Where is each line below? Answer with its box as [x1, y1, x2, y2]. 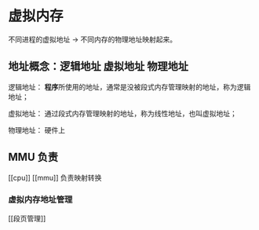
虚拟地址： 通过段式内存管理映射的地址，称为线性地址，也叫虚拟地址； [8, 108, 237, 118]
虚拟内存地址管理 [8, 194, 73, 205]
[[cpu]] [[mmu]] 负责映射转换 [8, 173, 102, 182]
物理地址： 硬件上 [8, 125, 65, 134]
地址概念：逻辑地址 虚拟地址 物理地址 [8, 60, 188, 73]
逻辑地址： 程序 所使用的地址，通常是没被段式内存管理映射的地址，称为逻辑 [8, 82, 251, 91]
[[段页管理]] [8, 214, 46, 223]
